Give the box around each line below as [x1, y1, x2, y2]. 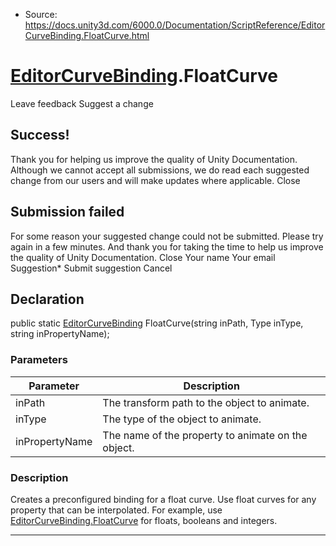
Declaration [10, 290, 85, 308]
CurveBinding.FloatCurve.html [24, 30, 150, 41]
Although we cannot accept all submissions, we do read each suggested [10, 164, 310, 176]
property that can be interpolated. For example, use [10, 504, 223, 516]
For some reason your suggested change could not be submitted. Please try [10, 230, 324, 242]
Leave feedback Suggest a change [10, 97, 154, 109]
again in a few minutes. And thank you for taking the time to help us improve [10, 240, 324, 253]
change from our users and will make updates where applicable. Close [10, 174, 301, 186]
